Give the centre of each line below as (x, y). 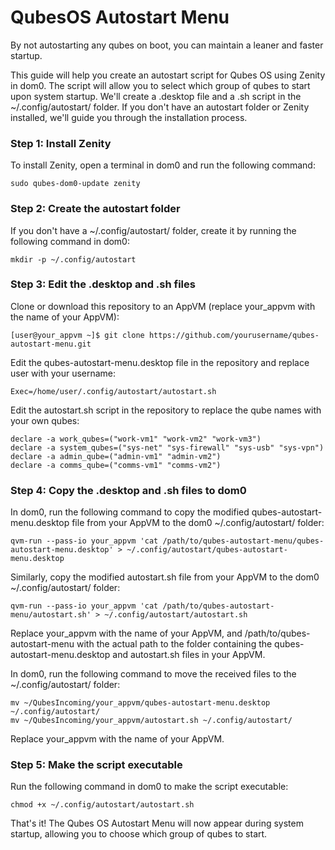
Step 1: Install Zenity (61, 143)
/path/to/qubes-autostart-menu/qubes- (243, 541)
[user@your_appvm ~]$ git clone (77, 335)
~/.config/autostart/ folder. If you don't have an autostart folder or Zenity (160, 107)
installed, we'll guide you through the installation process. (129, 117)
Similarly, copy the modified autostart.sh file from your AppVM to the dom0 (165, 577)
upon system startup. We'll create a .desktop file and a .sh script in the (156, 96)
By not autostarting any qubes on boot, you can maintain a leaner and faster (167, 45)
